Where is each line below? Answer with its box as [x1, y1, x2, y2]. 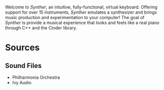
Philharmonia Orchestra [12, 74, 60, 80]
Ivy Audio [12, 80, 32, 85]
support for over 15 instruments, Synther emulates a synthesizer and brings [5, 9, 157, 15]
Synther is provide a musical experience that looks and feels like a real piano [5, 20, 160, 25]
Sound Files [5, 61, 42, 70]
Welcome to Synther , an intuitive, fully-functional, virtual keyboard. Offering [5, 4, 158, 10]
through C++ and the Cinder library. [5, 25, 77, 31]
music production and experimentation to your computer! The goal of [5, 15, 145, 20]
